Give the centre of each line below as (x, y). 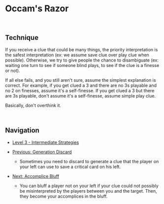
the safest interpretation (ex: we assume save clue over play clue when (77, 55)
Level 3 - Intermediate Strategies (46, 142)
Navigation (22, 130)
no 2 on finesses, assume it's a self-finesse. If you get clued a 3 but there (80, 90)
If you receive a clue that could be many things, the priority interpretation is (82, 49)
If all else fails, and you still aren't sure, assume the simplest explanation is (81, 80)
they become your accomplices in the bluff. (64, 196)
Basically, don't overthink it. (33, 105)
